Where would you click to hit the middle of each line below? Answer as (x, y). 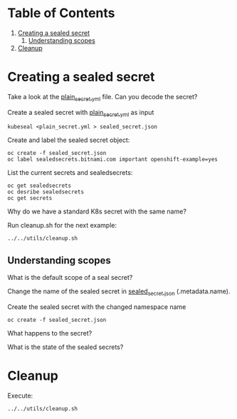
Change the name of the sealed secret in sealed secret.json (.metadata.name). (119, 292)
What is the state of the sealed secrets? (65, 347)
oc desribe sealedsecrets (46, 192)
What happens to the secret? (50, 333)
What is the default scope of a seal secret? (70, 278)
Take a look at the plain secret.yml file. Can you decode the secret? (102, 97)
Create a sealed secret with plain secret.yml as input (81, 113)
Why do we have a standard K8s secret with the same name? (97, 211)
